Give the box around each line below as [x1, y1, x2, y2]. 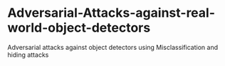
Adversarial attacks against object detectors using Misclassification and [7, 43, 219, 51]
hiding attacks [7, 51, 49, 59]
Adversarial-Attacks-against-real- [7, 5, 216, 21]
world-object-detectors [7, 20, 151, 36]
